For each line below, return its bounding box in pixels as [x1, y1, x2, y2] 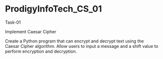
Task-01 [5, 19, 21, 25]
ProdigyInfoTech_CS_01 [5, 3, 102, 15]
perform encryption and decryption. [5, 48, 77, 54]
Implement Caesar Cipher [5, 29, 56, 34]
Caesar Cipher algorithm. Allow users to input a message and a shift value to [5, 43, 159, 49]
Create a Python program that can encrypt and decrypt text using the [5, 38, 144, 44]
